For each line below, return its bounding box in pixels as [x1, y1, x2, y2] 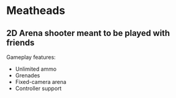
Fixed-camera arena [15, 79, 67, 85]
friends [6, 37, 35, 47]
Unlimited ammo [15, 65, 57, 72]
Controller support [15, 85, 62, 92]
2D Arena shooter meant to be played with [6, 28, 170, 38]
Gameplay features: [6, 54, 56, 61]
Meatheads [6, 4, 65, 18]
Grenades [15, 72, 40, 79]
